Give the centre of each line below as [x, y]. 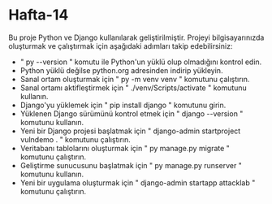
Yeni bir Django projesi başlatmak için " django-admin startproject [130, 131]
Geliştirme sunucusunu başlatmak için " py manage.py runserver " [131, 165]
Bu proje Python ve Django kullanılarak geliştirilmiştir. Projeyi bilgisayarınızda [136, 37]
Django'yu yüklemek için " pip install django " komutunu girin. [123, 105]
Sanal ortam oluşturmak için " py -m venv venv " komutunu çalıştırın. [135, 79]
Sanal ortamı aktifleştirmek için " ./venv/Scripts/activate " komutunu [134, 88]
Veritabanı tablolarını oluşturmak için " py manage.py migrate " [125, 148]
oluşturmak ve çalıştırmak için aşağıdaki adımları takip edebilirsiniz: [121, 46]
